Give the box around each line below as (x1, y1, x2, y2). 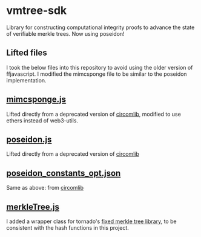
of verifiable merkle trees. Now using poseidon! (6, 30, 125, 37)
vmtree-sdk (6, 4, 67, 18)
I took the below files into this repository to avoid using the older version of (6, 64, 193, 71)
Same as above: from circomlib (6, 184, 84, 192)
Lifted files (6, 48, 47, 58)
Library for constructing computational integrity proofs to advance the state (6, 24, 195, 31)
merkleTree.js (6, 201, 59, 212)
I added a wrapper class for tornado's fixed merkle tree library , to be (6, 218, 177, 225)
